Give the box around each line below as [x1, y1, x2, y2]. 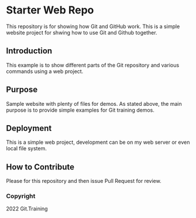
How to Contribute [6, 162, 75, 172]
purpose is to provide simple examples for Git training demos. [6, 106, 155, 113]
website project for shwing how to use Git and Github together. [6, 29, 157, 36]
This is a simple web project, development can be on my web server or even [6, 139, 190, 146]
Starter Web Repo [6, 4, 94, 17]
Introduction [6, 46, 53, 56]
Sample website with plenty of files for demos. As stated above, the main [6, 100, 183, 107]
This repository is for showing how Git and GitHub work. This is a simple [6, 23, 180, 30]
